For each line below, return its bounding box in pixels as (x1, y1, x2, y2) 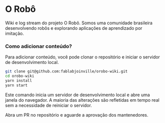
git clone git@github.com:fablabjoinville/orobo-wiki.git (5, 69, 128, 74)
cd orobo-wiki (5, 73, 35, 79)
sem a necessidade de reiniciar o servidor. (5, 102, 92, 108)
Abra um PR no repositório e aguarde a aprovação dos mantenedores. (5, 112, 149, 118)
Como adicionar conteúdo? (5, 43, 72, 50)
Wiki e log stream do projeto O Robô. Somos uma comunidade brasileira (5, 20, 153, 26)
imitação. (5, 30, 24, 36)
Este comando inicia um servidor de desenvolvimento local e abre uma (5, 92, 150, 98)
